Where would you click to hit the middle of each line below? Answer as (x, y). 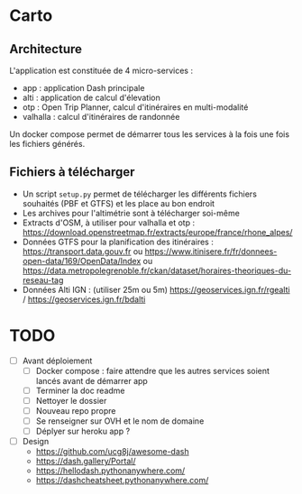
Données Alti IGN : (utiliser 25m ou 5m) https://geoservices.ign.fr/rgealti (156, 289)
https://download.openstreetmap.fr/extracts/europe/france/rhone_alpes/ (157, 232)
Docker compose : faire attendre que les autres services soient (153, 370)
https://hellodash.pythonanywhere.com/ (110, 471)
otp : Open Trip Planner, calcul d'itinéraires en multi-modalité (135, 107)
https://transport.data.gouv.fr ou (82, 251)
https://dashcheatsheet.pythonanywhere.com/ (122, 480)
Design (36, 442)
